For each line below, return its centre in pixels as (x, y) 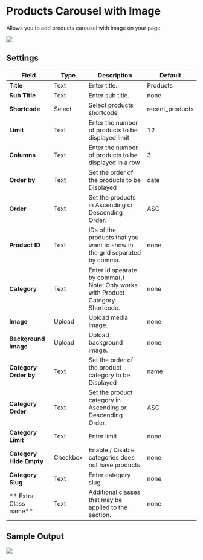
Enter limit (103, 436)
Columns (23, 155)
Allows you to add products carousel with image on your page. (84, 28)
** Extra (21, 496)
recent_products (170, 109)
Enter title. (103, 85)
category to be (109, 375)
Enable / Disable (111, 450)
